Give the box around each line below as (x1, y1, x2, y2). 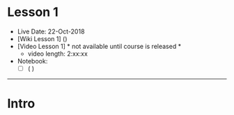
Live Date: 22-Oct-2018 (17, 27, 85, 36)
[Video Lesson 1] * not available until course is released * (17, 42, 182, 50)
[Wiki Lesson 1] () (17, 34, 68, 43)
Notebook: (17, 56, 48, 65)
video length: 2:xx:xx (27, 49, 88, 58)
